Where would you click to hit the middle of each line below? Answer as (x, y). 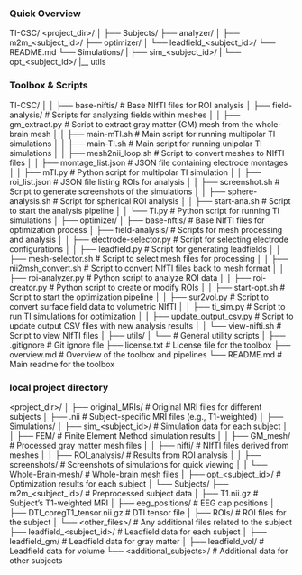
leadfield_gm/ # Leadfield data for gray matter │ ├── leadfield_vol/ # (137, 541)
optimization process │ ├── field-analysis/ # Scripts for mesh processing (146, 229)
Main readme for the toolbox (62, 364)
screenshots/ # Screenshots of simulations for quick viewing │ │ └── (138, 464)
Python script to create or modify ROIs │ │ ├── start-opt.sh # (171, 287)
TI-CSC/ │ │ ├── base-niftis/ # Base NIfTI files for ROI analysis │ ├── (140, 105)
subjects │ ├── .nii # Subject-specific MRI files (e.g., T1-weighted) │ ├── (146, 416)
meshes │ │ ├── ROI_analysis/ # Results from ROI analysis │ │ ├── (135, 455)
